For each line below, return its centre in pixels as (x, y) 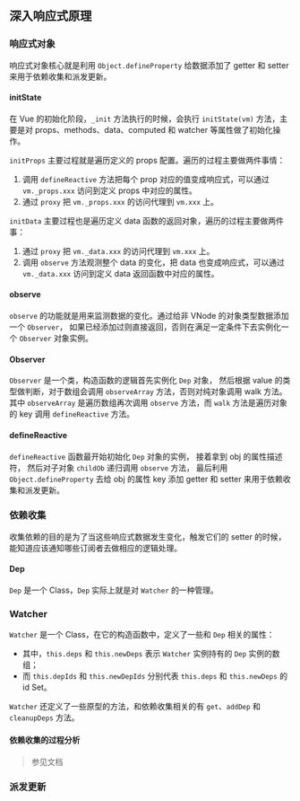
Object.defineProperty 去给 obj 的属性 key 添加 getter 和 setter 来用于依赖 (146, 479)
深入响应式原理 (51, 16)
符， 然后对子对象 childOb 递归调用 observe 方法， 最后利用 (119, 467)
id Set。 (37, 687)
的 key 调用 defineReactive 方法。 (72, 414)
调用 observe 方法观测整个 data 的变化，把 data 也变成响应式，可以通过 (153, 262)
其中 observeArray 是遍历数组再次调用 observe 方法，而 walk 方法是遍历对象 (149, 403)
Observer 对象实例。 (56, 339)
